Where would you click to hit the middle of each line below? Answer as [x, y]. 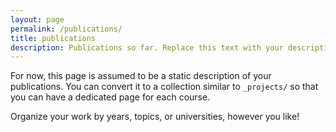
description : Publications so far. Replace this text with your [147, 47]
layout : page [37, 19]
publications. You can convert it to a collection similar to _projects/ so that [164, 87]
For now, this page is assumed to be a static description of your [141, 76]
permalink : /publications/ [66, 29]
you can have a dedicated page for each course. [110, 97]
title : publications [53, 38]
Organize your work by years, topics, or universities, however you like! [155, 117]
